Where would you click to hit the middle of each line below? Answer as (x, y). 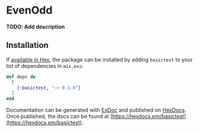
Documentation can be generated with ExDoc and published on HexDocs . (96, 110)
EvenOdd (29, 10)
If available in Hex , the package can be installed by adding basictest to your (99, 59)
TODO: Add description (36, 27)
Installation (27, 45)
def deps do (21, 77)
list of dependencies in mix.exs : (45, 66)
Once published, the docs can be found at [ (59, 117)
